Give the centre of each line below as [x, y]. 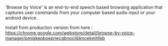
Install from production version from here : [49, 27]
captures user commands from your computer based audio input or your [80, 12]
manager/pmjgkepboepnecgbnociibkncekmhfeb [55, 38]
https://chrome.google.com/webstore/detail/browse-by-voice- [70, 33]
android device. [21, 18]
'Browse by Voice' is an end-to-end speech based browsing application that [84, 7]
